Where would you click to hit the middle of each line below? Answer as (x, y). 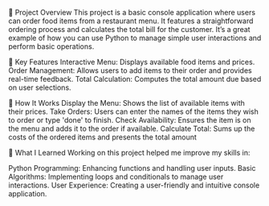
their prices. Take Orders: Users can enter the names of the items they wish (133, 111)
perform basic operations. (51, 46)
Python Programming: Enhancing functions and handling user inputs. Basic (132, 168)
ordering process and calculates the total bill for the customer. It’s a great (129, 29)
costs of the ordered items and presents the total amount (102, 137)
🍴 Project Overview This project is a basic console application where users (132, 12)
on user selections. (40, 87)
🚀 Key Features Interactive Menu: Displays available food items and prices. (132, 62)
